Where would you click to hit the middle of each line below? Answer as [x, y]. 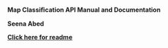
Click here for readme [40, 37]
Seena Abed [26, 24]
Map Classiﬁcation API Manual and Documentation [84, 10]
